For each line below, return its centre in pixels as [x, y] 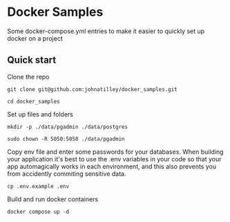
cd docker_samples [33, 101]
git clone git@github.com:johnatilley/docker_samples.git [92, 89]
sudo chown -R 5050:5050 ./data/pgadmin [66, 139]
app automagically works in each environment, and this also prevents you [112, 166]
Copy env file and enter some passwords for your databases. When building [115, 152]
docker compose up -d [38, 212]
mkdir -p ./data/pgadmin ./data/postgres [68, 127]
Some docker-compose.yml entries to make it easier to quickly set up [106, 31]
